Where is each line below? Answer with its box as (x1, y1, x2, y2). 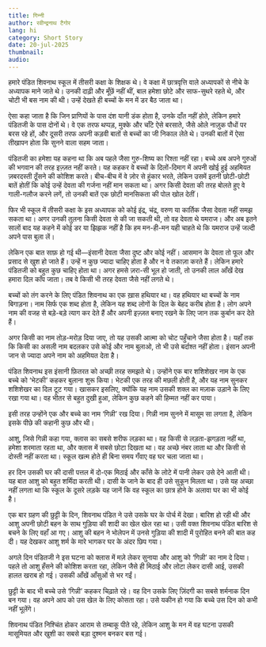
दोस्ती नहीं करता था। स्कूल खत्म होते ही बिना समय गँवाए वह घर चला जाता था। (8, 451, 204, 461)
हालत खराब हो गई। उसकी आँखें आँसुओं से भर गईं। (8, 570, 137, 580)
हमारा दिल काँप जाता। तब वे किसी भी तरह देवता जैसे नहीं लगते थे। (8, 274, 175, 284)
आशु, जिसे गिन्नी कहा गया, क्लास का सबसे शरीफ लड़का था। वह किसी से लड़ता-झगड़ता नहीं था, (8, 433, 246, 443)
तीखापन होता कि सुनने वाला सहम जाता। (8, 138, 109, 147)
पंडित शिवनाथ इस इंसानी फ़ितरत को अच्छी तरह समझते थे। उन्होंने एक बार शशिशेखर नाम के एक (8, 366, 246, 376)
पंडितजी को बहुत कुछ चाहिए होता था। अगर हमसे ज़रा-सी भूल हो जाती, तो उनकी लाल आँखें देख (8, 265, 244, 275)
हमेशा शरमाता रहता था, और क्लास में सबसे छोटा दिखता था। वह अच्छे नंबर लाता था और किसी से (8, 443, 246, 452)
